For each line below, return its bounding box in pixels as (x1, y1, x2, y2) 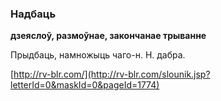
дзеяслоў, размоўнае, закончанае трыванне (10, 30, 207, 42)
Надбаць (10, 7, 57, 21)
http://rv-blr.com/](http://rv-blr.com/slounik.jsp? (13, 68, 211, 81)
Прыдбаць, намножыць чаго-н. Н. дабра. (10, 49, 186, 61)
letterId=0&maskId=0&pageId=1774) (10, 79, 160, 91)
